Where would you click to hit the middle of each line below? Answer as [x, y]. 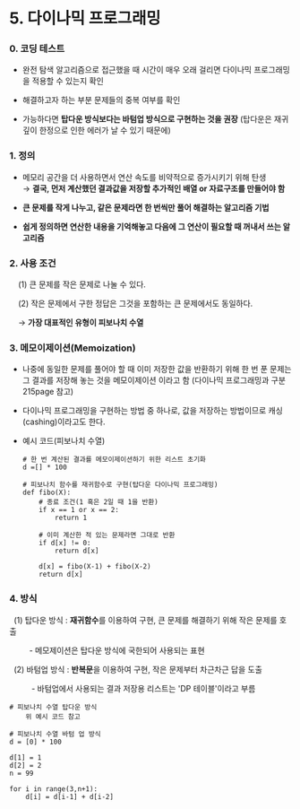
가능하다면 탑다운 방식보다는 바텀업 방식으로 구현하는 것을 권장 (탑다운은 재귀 [155, 119]
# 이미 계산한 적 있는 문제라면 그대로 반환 [107, 535]
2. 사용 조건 [33, 263]
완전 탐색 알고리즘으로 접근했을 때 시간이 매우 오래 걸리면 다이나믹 [137, 70]
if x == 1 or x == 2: [79, 510]
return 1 [71, 518]
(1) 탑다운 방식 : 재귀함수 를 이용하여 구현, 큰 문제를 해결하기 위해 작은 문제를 [145, 620]
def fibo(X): [47, 493]
